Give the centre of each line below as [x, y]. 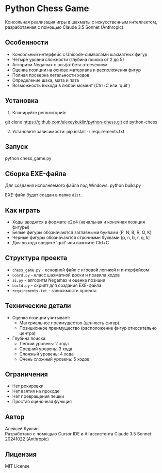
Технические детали [38, 306]
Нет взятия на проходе [36, 391]
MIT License [17, 466]
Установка [22, 101]
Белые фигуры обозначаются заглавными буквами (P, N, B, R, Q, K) [82, 232]
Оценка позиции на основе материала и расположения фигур [76, 70]
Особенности [27, 43]
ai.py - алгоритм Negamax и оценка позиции [59, 280]
